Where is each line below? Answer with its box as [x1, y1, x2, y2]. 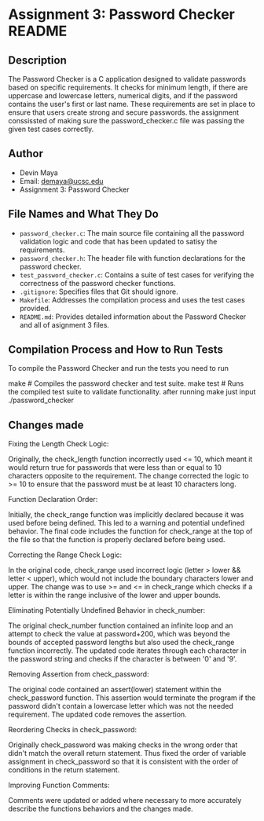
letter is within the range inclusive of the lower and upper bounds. [8, 591, 222, 600]
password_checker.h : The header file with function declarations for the [19, 253, 246, 262]
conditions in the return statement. [8, 765, 120, 775]
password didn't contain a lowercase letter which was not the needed [8, 702, 233, 711]
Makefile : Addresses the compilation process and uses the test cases [19, 295, 245, 304]
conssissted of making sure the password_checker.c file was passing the [8, 116, 245, 125]
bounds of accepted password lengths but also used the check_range [8, 638, 235, 647]
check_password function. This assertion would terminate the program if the [8, 693, 256, 702]
